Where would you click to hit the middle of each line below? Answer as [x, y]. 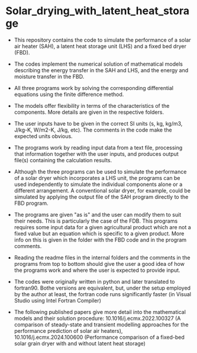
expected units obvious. [43, 136]
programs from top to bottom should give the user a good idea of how [99, 264]
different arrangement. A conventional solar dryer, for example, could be [102, 190]
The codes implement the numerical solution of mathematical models [98, 64]
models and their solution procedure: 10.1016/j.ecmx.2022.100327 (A [97, 318]
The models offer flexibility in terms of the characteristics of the [92, 105]
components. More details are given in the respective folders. [89, 112]
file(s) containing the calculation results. [63, 160]
